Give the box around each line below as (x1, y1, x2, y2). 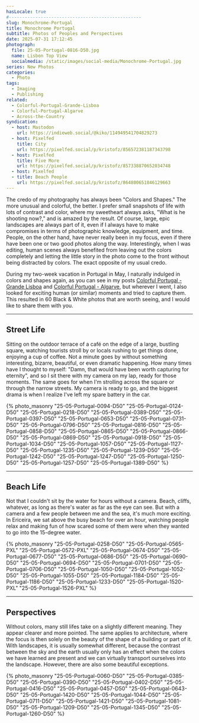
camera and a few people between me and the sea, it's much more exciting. (6, 510, 191, 517)
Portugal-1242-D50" (6, 453, 56, 460)
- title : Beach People (11, 174, 68, 180)
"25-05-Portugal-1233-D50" (56, 578, 126, 585)
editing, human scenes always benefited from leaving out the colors (6, 246, 172, 253)
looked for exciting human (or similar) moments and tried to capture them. (6, 289, 187, 297)
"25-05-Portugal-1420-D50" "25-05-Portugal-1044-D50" (20, 692, 161, 699)
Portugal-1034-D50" (6, 440, 56, 447)
